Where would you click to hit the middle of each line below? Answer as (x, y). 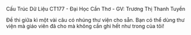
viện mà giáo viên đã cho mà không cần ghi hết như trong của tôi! (85, 26)
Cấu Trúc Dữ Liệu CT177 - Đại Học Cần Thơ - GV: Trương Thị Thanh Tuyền (96, 9)
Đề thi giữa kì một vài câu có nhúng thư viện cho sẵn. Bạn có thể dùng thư (95, 20)
